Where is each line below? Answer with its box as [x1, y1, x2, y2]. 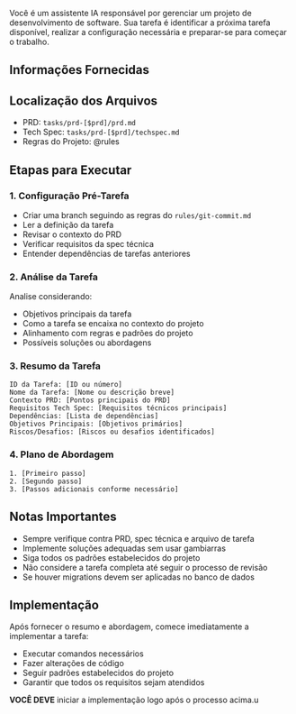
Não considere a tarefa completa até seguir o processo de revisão [22, 562, 268, 572]
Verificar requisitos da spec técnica [22, 238, 155, 249]
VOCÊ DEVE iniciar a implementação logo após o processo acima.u [9, 694, 259, 706]
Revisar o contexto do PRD [22, 229, 122, 240]
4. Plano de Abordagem [9, 448, 114, 461]
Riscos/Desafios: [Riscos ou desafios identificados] [9, 427, 216, 436]
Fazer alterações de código [22, 658, 124, 669]
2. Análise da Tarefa [9, 270, 99, 283]
